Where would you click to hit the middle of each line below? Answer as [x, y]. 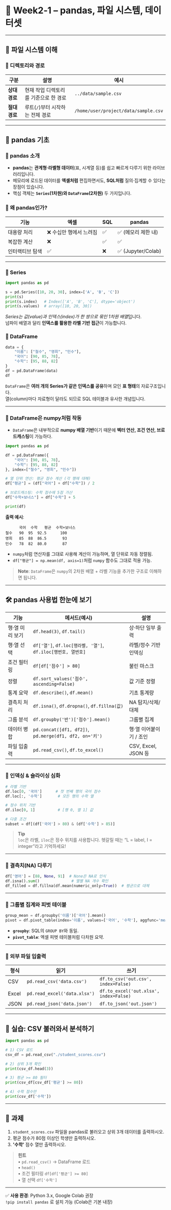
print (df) [16, 506]
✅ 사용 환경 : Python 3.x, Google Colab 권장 [49, 1195]
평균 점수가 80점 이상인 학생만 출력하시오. [54, 1138]
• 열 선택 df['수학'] [37, 1180]
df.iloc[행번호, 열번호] [59, 652]
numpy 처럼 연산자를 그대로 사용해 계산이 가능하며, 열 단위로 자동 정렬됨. [83, 554]
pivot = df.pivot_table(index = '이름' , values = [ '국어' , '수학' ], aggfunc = [82, 920]
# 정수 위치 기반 [20, 805]
